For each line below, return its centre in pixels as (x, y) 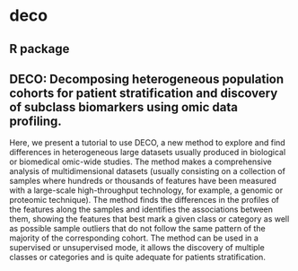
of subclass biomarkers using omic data (123, 107)
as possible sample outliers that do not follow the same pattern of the (138, 229)
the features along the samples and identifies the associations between (141, 210)
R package (39, 49)
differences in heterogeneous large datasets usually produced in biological (148, 153)
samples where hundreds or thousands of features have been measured (143, 181)
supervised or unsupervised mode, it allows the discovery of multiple (137, 248)
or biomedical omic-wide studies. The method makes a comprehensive (140, 162)
